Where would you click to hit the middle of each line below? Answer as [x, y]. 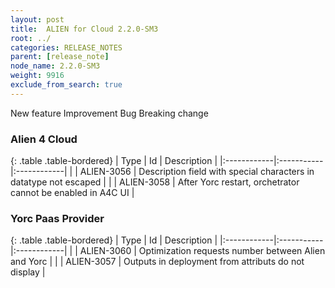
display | [28, 272]
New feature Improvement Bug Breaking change [109, 113]
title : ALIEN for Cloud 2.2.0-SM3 [84, 29]
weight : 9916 [37, 76]
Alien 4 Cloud [44, 139]
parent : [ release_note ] [60, 57]
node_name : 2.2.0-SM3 [55, 66]
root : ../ [31, 38]
